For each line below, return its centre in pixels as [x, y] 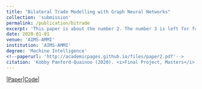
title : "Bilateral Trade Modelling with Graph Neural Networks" [88, 12]
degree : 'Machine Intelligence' [47, 51]
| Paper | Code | [23, 79]
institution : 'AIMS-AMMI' [38, 46]
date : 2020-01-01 [28, 34]
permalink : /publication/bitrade [48, 23]
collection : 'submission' [38, 17]
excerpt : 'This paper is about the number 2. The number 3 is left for [98, 29]
